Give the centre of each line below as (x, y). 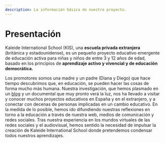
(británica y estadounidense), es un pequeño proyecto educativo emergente (82, 53)
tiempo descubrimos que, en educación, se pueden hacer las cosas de (77, 83)
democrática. (19, 68)
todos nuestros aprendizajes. (35, 135)
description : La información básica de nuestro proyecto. (66, 10)
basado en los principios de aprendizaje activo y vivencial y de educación (81, 63)
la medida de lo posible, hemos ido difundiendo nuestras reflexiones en (78, 109)
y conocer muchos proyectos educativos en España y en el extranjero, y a (80, 99)
